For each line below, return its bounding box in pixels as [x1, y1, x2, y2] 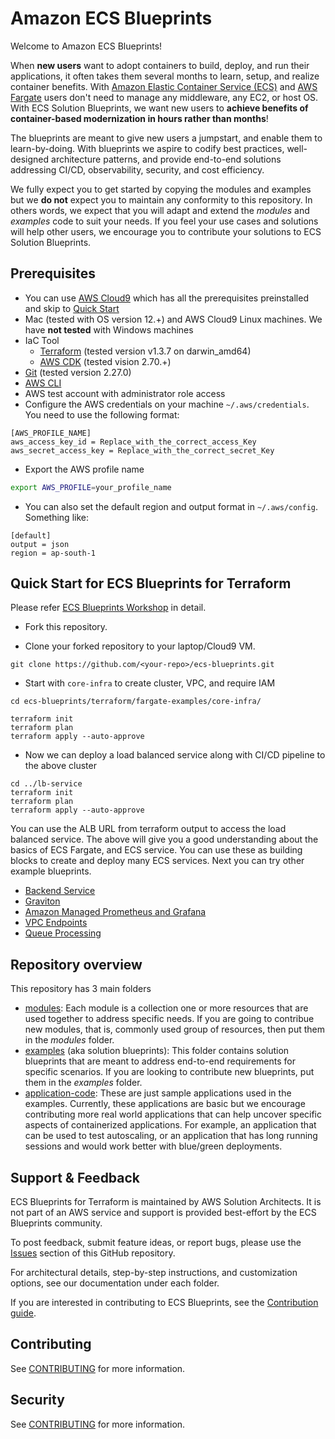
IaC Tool [24, 334, 60, 346]
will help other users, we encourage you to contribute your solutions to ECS [10, 225, 322, 237]
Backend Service [24, 885, 96, 897]
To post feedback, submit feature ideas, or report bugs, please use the [10, 1237, 302, 1249]
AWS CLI [24, 377, 62, 389]
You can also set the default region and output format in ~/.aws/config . [24, 500, 319, 512]
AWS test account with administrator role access [24, 387, 226, 399]
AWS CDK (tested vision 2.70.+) [39, 355, 172, 367]
